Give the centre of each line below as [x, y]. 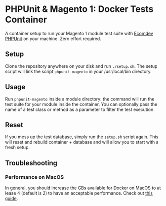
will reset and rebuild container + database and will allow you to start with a [82, 142]
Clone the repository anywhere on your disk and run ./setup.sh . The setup [81, 66]
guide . [12, 199]
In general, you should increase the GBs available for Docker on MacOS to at [83, 188]
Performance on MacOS [35, 177]
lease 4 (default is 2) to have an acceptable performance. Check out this [79, 193]
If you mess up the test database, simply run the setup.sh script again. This [82, 137]
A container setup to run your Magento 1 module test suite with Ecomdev [79, 33]
